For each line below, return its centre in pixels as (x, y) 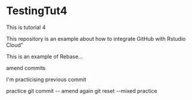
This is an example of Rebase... (45, 56)
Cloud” (15, 45)
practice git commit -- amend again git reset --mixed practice (82, 91)
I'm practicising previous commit (46, 79)
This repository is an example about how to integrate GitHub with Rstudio (96, 38)
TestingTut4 (37, 11)
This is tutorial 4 (26, 27)
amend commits (26, 68)
